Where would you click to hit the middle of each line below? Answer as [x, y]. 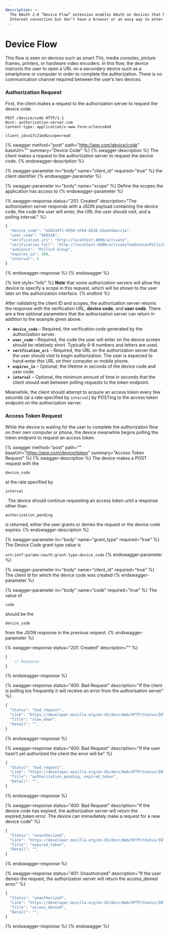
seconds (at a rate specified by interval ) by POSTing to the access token [82, 397]
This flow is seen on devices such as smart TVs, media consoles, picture [80, 58]
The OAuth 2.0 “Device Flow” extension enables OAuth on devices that [85, 15]
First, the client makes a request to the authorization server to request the [81, 103]
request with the [22, 463]
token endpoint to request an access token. [50, 438]
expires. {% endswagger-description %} [47, 530]
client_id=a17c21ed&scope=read [38, 136]
